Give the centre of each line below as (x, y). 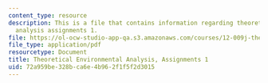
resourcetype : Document (48, 52)
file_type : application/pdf (55, 45)
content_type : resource (48, 15)
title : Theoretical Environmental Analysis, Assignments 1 (108, 60)
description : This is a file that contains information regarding (121, 23)
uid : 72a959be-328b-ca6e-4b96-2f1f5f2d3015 (82, 67)
